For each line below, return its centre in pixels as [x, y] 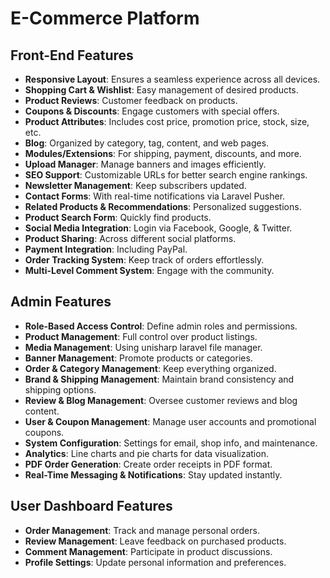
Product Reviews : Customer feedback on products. [131, 100]
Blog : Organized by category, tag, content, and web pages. [147, 143]
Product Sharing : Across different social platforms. [130, 238]
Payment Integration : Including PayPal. [106, 249]
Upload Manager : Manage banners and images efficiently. [145, 164]
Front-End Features [72, 55]
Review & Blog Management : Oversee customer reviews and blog [161, 400]
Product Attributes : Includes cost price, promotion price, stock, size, [167, 121]
